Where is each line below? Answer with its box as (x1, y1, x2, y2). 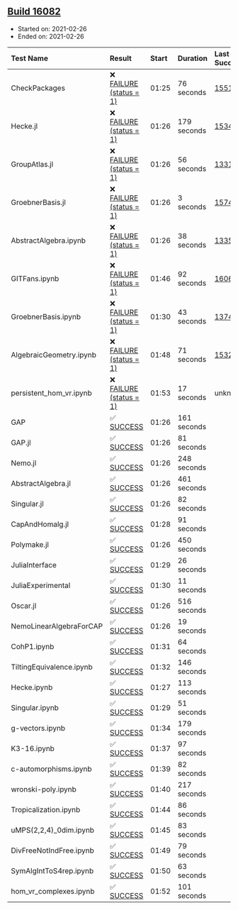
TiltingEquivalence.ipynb (11, 662, 93, 672)
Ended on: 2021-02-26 (17, 32, 84, 40)
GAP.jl (11, 438, 31, 448)
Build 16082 (7, 6, 62, 18)
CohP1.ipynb (11, 641, 55, 651)
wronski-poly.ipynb (11, 784, 76, 794)
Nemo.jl (11, 457, 37, 467)
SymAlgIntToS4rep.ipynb (11, 865, 94, 875)
